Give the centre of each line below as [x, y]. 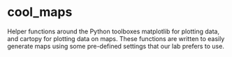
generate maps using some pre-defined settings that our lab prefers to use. [116, 46]
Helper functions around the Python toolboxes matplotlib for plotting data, [114, 31]
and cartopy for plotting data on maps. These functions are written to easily [116, 38]
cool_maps [40, 12]
